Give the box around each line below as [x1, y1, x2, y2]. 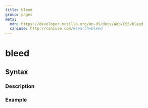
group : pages [5, 12, 33, 17]
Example [5, 96, 27, 103]
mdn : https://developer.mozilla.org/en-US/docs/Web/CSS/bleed [10, 21, 143, 27]
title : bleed [5, 7, 33, 13]
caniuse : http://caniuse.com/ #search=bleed [10, 26, 103, 31]
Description [5, 82, 35, 89]
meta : [5, 17, 17, 22]
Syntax [5, 67, 28, 76]
